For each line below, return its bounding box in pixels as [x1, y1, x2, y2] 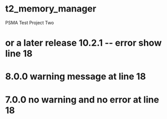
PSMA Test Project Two [5, 20, 54, 26]
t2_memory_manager [5, 3, 97, 15]
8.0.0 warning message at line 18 [5, 71, 146, 82]
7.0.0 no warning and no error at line [5, 94, 159, 105]
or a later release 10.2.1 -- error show [5, 37, 162, 49]
